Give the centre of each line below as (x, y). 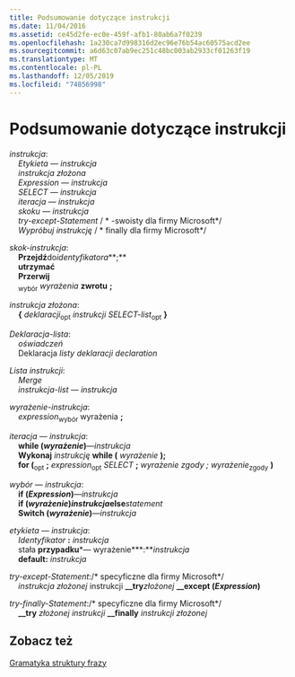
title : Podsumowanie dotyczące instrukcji (90, 18)
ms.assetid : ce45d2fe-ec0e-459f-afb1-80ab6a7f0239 (106, 34)
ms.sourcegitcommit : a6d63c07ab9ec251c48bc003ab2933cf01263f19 (130, 51)
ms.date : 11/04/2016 (48, 26)
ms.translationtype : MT (54, 59)
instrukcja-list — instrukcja (68, 390)
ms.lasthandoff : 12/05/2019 (62, 76)
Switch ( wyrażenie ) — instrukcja (77, 513)
